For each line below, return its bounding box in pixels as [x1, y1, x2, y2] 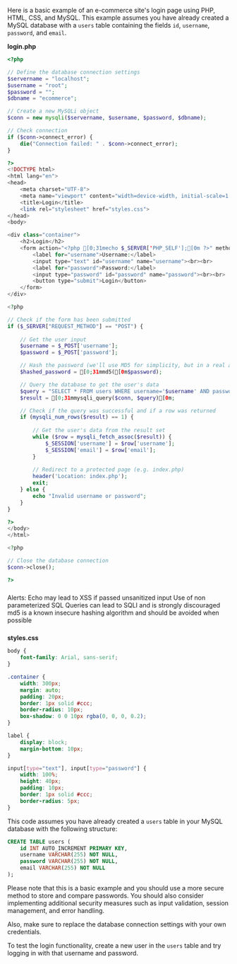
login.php [7, 42, 37, 50]
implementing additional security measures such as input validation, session [7, 898, 229, 907]
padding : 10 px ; [20, 784, 65, 791]
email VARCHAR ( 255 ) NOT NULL [20, 864, 106, 872]
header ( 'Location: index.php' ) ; [32, 473, 128, 480]
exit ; [32, 480, 49, 487]
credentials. [7, 927, 42, 936]
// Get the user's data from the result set [32, 427, 166, 434]
